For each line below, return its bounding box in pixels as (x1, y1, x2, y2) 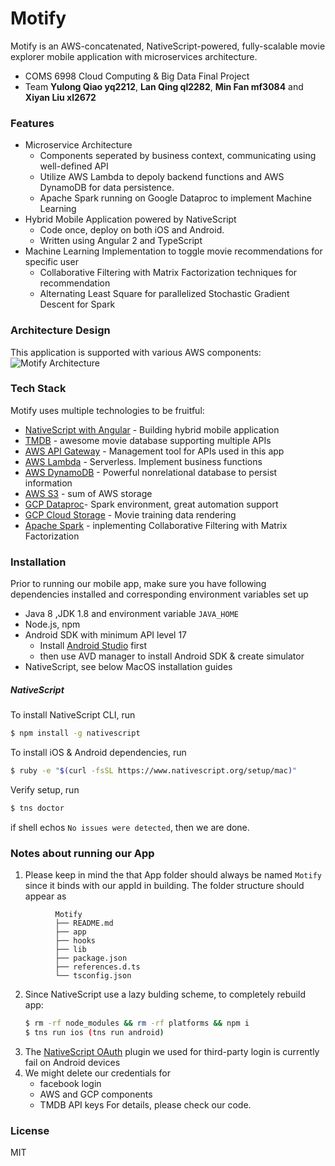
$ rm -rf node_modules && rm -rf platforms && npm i (24, 1018, 250, 1029)
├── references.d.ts (54, 962, 141, 972)
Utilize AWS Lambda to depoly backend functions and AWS (39, 171, 285, 183)
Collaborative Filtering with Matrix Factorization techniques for (39, 267, 298, 279)
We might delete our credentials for (24, 1067, 171, 1079)
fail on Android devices (24, 1056, 121, 1068)
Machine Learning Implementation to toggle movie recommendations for (24, 245, 323, 257)
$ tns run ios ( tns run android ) (24, 1027, 165, 1037)
